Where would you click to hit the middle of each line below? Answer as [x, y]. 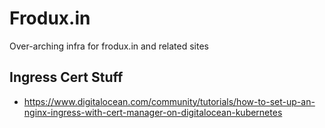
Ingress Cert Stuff [66, 77]
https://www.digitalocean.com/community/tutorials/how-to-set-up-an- [169, 101]
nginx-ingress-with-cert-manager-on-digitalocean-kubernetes [153, 112]
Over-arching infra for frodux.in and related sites [109, 46]
